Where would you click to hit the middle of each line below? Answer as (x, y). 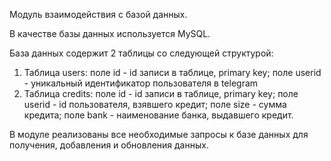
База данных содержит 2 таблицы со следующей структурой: (141, 53)
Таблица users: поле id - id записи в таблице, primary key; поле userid (172, 72)
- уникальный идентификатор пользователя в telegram (141, 83)
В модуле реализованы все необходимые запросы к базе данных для (159, 134)
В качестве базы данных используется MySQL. (110, 33)
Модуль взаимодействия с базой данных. (98, 14)
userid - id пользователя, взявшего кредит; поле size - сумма (155, 104)
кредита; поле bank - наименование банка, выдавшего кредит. (158, 115)
